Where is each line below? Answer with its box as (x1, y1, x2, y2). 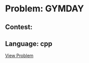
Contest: (5, 23, 33, 31)
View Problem (5, 53, 34, 59)
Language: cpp (5, 39, 53, 48)
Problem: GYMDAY (5, 3, 84, 14)
